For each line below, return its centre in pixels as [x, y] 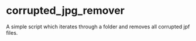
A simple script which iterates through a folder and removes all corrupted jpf [98, 27]
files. [12, 32]
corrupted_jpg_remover [65, 11]
